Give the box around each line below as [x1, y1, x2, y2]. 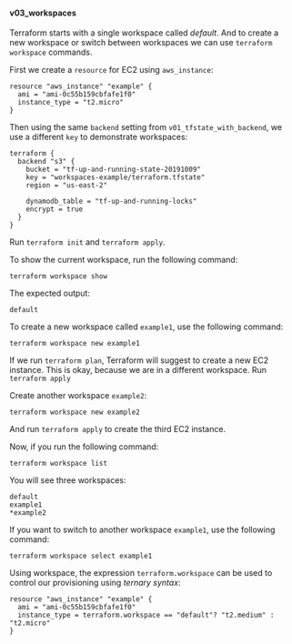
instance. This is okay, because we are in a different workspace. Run [9, 365, 267, 376]
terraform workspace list [9, 459, 107, 468]
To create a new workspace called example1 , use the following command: [9, 321, 284, 332]
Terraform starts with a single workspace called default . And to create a [9, 27, 279, 38]
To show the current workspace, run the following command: [9, 255, 238, 266]
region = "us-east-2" [25, 181, 107, 190]
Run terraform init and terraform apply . [9, 236, 166, 247]
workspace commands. [9, 46, 93, 58]
